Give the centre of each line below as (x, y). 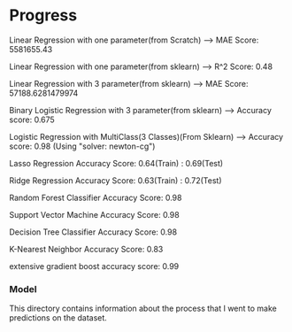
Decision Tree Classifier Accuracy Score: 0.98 (93, 232)
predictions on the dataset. (58, 318)
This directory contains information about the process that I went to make (143, 309)
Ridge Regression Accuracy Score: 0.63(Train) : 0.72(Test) (116, 180)
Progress (43, 15)
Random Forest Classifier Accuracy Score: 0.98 (96, 197)
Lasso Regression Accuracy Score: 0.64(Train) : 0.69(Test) (116, 163)
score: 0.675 (32, 120)
